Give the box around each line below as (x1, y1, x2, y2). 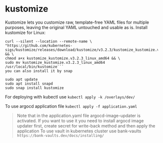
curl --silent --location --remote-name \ (5, 39, 92, 44)
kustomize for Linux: (5, 29, 46, 35)
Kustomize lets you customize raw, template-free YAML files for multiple (5, 19, 149, 25)
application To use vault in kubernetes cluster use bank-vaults (16, 128, 142, 134)
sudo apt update (5, 77, 38, 82)
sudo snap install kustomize (5, 86, 64, 90)
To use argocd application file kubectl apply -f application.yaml (5, 103, 137, 109)
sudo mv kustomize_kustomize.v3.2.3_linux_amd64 (5, 60, 105, 65)
